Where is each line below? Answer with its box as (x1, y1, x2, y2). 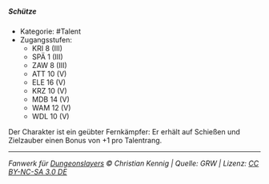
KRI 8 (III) (31, 43, 62, 53)
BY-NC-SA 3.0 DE (8, 166, 68, 176)
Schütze (8, 6, 37, 16)
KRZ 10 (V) (31, 86, 68, 95)
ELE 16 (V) (31, 77, 66, 87)
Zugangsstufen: (19, 34, 73, 44)
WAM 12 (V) (31, 102, 71, 112)
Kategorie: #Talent (19, 26, 82, 36)
